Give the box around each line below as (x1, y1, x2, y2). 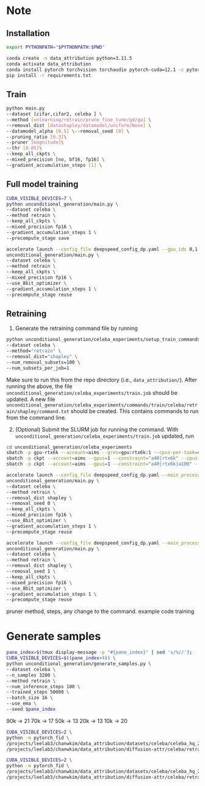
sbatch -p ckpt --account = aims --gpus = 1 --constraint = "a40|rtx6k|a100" (6, 461, 192, 468)
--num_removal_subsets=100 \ (6, 359, 81, 365)
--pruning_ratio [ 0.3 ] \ (6, 134, 67, 140)
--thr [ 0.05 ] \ (6, 145, 43, 152)
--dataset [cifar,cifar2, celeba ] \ (6, 111, 103, 117)
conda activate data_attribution (6, 61, 92, 67)
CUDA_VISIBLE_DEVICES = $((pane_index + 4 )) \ (6, 655, 116, 661)
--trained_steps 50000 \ (6, 689, 70, 696)
